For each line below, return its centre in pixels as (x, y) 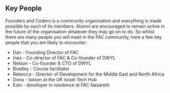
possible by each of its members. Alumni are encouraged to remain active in (85, 26)
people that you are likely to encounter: (46, 42)
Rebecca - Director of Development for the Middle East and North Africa (88, 74)
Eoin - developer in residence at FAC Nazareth (61, 85)
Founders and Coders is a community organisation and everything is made (83, 20)
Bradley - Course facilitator (41, 68)
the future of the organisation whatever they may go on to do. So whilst (80, 31)
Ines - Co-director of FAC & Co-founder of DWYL (64, 58)
